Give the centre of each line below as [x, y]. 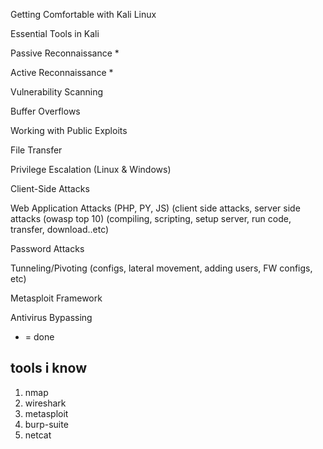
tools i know [49, 368]
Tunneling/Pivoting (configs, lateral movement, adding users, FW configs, [161, 268]
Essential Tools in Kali [55, 33]
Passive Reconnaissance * [65, 53]
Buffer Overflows [45, 111]
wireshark [45, 403]
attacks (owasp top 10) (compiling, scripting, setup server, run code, [151, 218]
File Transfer [36, 150]
